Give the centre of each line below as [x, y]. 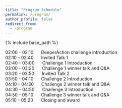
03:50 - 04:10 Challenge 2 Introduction [49, 79]
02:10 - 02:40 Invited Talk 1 [37, 57]
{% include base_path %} [32, 42]
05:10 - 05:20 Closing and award [43, 100]
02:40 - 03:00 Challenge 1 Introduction [49, 63]
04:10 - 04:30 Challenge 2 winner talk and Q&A [57, 84]
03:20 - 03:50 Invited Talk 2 [37, 73]
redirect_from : [21, 24]
